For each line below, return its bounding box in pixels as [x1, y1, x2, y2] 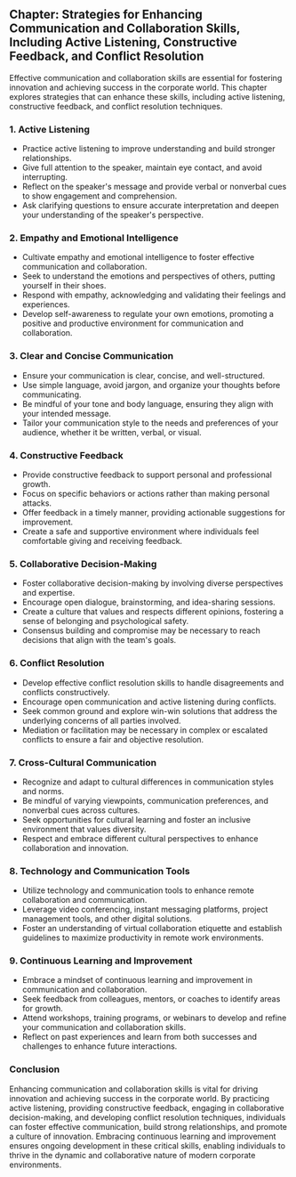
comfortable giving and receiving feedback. [21, 536, 183, 546]
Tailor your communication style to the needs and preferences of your [21, 418, 279, 428]
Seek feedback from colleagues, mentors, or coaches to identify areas [21, 994, 281, 1004]
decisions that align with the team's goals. [21, 635, 177, 645]
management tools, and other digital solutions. [21, 913, 193, 924]
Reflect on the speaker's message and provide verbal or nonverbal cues [21, 182, 287, 192]
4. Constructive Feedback [9, 449, 124, 461]
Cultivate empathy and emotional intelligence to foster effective [21, 252, 255, 263]
